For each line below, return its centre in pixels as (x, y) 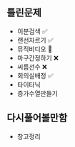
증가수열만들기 (37, 93)
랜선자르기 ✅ (35, 40)
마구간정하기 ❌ (37, 58)
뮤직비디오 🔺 (35, 49)
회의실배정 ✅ (35, 75)
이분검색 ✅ (32, 31)
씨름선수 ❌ (32, 67)
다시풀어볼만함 (37, 118)
